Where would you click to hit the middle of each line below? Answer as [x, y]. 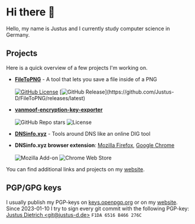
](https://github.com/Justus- [139, 92]
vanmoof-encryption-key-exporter [58, 110]
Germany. [18, 34]
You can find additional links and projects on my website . [75, 169]
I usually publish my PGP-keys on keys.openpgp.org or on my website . [92, 202]
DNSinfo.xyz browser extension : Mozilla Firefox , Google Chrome [95, 145]
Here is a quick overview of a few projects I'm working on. [77, 68]
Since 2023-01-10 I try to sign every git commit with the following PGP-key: [97, 208]
